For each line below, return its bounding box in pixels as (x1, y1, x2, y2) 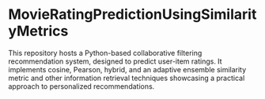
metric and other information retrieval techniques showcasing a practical (8, 73, 245, 82)
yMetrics (8, 22, 69, 40)
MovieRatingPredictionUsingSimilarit (8, 5, 257, 24)
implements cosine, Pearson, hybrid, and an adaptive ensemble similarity (8, 64, 247, 74)
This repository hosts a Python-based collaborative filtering (8, 48, 203, 57)
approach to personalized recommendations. (8, 81, 155, 91)
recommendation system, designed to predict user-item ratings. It (8, 57, 223, 66)
